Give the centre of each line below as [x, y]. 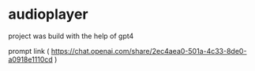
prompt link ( [29, 51]
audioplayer [48, 14]
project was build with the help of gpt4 [71, 36]
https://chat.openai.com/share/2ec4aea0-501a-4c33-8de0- [149, 51]
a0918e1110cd [30, 59]
